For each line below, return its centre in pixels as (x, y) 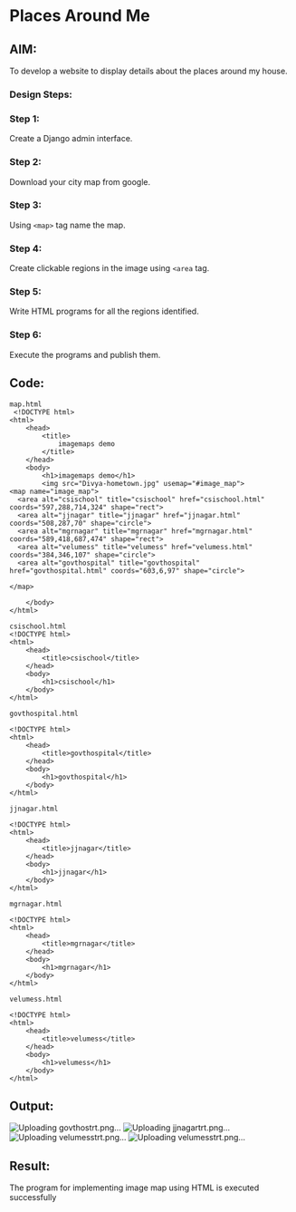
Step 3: (26, 205)
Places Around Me (80, 16)
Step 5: (26, 292)
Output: (32, 1105)
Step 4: (26, 248)
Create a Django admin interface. (71, 139)
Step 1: (24, 119)
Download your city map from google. (80, 181)
